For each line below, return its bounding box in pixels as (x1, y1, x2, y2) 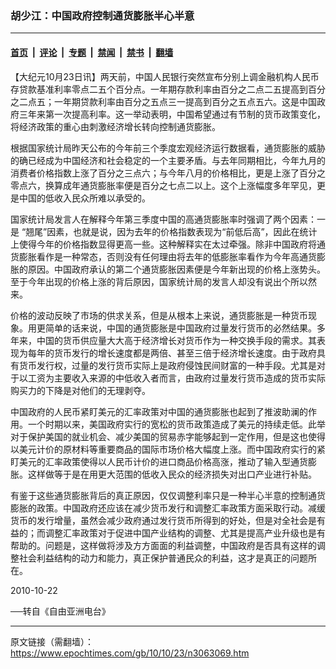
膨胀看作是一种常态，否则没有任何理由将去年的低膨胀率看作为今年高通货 (18, 250, 317, 262)
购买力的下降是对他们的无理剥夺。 (10, 384, 151, 396)
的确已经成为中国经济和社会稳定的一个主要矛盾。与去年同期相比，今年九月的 (10, 154, 326, 166)
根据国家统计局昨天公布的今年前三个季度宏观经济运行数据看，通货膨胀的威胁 (10, 142, 326, 154)
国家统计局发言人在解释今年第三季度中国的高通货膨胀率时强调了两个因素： (10, 213, 317, 225)
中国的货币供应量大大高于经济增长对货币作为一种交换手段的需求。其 (36, 334, 317, 346)
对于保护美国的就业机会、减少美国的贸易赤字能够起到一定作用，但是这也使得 (10, 430, 326, 442)
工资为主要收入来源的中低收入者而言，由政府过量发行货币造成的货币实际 (27, 372, 326, 384)
